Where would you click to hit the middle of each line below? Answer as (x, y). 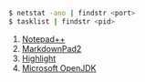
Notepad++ (43, 39)
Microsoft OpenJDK (59, 67)
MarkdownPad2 (52, 48)
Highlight (39, 58)
